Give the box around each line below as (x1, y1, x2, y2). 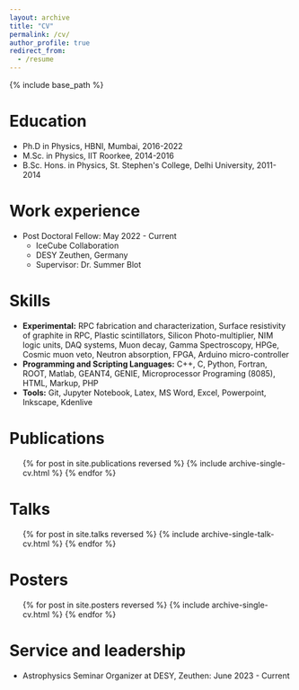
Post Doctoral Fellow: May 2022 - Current (22, 230, 177, 241)
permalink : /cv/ (9, 30, 70, 39)
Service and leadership (9, 640, 186, 660)
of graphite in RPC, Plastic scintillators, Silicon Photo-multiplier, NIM (22, 330, 274, 341)
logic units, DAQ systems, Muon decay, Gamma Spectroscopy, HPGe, (22, 339, 280, 350)
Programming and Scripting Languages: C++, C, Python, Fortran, (22, 358, 268, 369)
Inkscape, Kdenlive (22, 396, 92, 407)
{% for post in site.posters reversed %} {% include (22, 599, 210, 610)
